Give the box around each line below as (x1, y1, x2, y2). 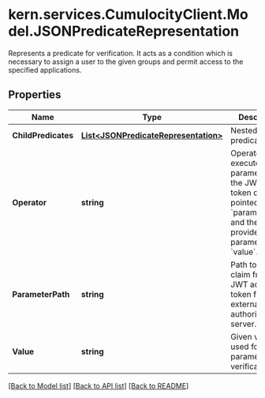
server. (230, 318, 257, 329)
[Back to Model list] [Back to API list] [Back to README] (8, 381, 189, 390)
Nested (230, 125, 258, 136)
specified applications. (8, 65, 82, 74)
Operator (12, 197, 47, 208)
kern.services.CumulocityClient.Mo (8, 6, 248, 24)
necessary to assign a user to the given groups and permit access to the (8, 57, 244, 66)
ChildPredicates (12, 130, 74, 141)
